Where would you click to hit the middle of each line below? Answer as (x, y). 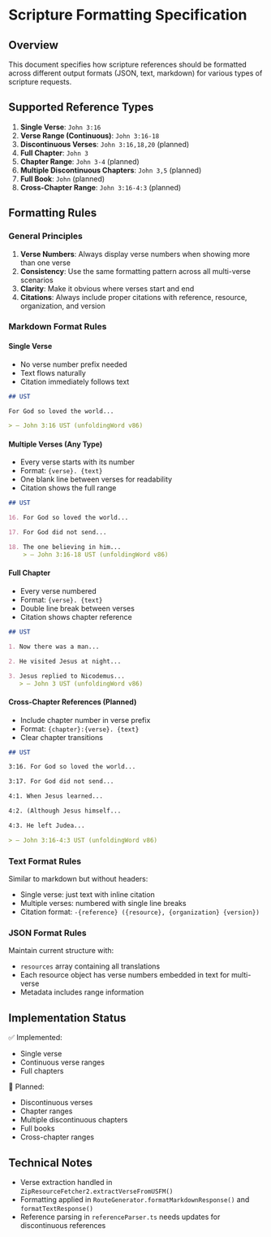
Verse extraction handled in (66, 1182)
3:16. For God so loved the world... (72, 767)
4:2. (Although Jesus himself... (65, 811)
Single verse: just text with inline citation (88, 895)
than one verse (45, 263)
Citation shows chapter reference (76, 617)
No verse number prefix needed (73, 364)
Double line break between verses (77, 608)
